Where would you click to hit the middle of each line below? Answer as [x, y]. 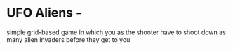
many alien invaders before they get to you [68, 39]
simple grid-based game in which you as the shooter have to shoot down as [116, 32]
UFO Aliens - [44, 13]
